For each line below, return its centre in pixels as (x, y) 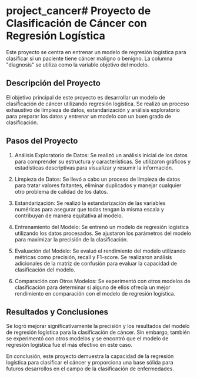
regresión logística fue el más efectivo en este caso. (69, 345)
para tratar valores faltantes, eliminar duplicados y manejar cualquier (98, 185)
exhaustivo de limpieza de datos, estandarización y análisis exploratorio (93, 110)
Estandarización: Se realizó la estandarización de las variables (90, 203)
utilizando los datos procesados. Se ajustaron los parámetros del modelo (103, 233)
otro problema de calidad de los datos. (61, 191)
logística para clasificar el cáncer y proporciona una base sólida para (90, 363)
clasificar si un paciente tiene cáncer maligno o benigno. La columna (89, 58)
